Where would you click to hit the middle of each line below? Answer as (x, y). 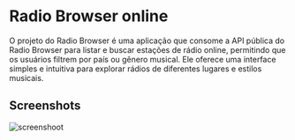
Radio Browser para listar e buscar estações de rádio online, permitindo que (147, 49)
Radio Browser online (89, 16)
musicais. (26, 77)
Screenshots (45, 106)
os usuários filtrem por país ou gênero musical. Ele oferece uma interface (143, 59)
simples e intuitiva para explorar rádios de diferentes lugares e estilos (136, 69)
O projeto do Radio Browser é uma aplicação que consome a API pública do (147, 41)
